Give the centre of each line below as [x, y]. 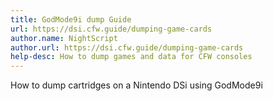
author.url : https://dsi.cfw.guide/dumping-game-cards [127, 47]
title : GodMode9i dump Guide [71, 19]
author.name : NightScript [64, 38]
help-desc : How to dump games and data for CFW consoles [131, 57]
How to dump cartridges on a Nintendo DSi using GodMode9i [136, 85]
